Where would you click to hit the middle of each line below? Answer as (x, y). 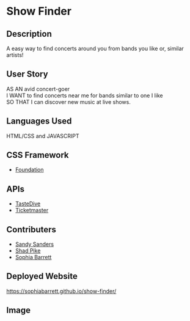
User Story (27, 74)
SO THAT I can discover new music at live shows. (69, 101)
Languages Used (39, 121)
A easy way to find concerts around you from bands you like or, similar (95, 48)
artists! (15, 55)
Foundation (29, 170)
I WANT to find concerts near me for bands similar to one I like (85, 95)
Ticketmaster (32, 210)
